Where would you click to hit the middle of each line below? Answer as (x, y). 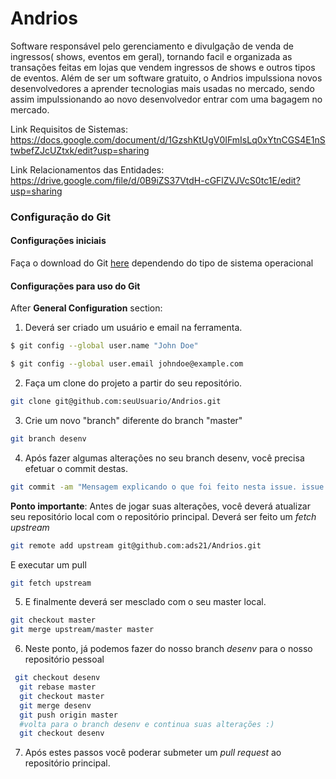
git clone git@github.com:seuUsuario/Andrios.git (116, 402)
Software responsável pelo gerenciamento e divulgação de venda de (152, 46)
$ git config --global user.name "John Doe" (104, 346)
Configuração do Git (60, 217)
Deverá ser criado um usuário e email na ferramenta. (133, 328)
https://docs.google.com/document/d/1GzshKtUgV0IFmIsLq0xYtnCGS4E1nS (168, 139)
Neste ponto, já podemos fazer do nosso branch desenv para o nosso (168, 649)
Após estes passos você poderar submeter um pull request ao (153, 753)
